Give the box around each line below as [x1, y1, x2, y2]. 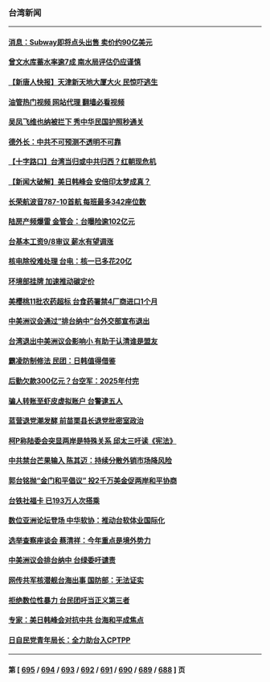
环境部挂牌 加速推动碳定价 [8, 276, 95, 287]
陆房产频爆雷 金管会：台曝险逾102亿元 [8, 217, 135, 226]
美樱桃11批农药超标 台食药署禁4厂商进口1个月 [8, 296, 158, 306]
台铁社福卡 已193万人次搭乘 [8, 495, 100, 505]
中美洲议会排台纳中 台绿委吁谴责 [8, 556, 117, 565]
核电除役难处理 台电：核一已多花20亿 [8, 256, 133, 267]
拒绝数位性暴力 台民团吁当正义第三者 [8, 595, 130, 605]
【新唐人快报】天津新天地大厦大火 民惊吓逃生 [8, 77, 158, 87]
